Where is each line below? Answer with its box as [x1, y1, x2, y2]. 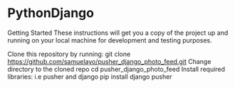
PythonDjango [7, 5, 95, 21]
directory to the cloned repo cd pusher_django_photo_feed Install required [7, 65, 226, 73]
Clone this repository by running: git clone [7, 50, 131, 58]
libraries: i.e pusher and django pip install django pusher [7, 72, 172, 81]
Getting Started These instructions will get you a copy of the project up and [7, 28, 229, 37]
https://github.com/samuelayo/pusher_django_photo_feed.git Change [7, 57, 211, 65]
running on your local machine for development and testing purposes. [7, 35, 212, 44]
